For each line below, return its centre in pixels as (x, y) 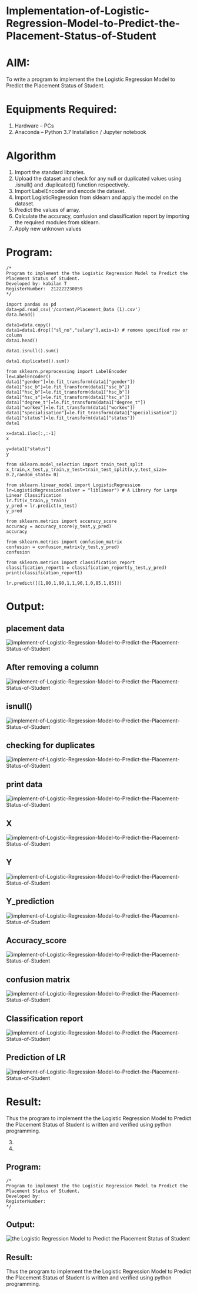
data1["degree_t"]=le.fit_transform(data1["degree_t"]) (76, 402)
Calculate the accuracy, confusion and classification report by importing (102, 216)
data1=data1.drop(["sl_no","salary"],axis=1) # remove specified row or (97, 330)
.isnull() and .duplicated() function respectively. (72, 185)
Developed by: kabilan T (36, 284)
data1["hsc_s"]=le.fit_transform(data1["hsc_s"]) (68, 397)
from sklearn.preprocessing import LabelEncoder (67, 371)
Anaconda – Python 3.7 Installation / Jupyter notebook (80, 132)
